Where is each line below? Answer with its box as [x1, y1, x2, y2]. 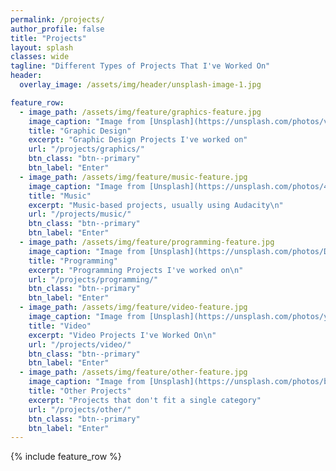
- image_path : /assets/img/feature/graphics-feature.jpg [19, 107, 262, 117]
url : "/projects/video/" [28, 339, 132, 350]
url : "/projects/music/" [28, 209, 132, 220]
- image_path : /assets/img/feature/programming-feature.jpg [19, 237, 275, 247]
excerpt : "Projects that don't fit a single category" [28, 395, 262, 405]
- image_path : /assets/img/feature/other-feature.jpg [19, 367, 248, 378]
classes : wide [10, 52, 70, 62]
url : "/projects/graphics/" [28, 144, 145, 155]
